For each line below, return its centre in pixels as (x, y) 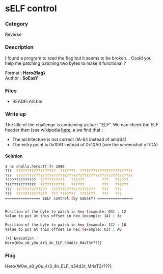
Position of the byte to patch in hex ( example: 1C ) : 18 (66, 225)
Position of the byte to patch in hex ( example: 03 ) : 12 (66, 212)
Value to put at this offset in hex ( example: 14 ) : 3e (63, 216)
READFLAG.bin (27, 102)
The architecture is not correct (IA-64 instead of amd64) (69, 139)
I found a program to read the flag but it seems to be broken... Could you (78, 58)
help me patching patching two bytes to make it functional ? (66, 63)
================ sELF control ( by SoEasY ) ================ (69, 198)
